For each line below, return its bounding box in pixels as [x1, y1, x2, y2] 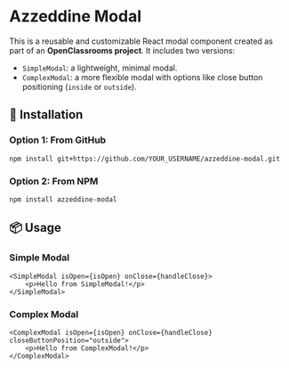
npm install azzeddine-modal [9, 194, 117, 204]
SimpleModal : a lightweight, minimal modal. [21, 62, 178, 73]
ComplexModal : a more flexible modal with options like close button [21, 71, 263, 82]
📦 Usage [9, 220, 62, 235]
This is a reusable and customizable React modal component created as [9, 36, 274, 46]
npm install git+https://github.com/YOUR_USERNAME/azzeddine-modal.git [9, 154, 280, 163]
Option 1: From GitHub [9, 134, 107, 146]
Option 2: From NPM [9, 175, 99, 187]
